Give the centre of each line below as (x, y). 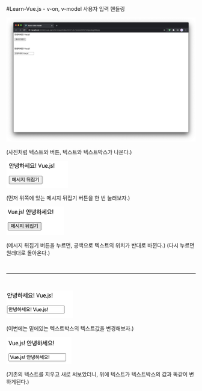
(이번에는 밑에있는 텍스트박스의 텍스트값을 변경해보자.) (70, 328)
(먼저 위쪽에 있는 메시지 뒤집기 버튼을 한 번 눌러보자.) (68, 198)
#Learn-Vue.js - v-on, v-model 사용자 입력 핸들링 (66, 9)
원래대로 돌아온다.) (28, 253)
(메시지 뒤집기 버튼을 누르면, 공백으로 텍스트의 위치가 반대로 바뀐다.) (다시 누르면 (100, 245)
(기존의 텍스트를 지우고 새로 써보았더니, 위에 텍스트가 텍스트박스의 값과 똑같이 (97, 374)
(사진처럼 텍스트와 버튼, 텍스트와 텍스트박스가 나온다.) (69, 152)
